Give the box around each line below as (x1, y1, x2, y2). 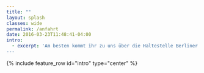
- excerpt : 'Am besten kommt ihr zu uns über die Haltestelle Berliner (12, 43, 199, 49)
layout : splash (6, 15, 45, 21)
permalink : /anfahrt (6, 26, 59, 32)
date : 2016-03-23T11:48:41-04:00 (6, 32, 92, 38)
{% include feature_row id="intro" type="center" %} (6, 59, 138, 67)
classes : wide (6, 20, 43, 26)
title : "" (6, 9, 32, 15)
